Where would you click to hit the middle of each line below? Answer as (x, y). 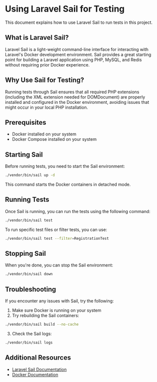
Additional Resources (38, 358)
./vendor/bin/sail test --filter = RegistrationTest (57, 238)
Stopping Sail (25, 254)
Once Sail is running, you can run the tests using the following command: (78, 211)
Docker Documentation (35, 374)
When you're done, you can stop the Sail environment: (59, 265)
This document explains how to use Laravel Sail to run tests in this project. (79, 22)
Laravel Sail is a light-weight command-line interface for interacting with (77, 49)
